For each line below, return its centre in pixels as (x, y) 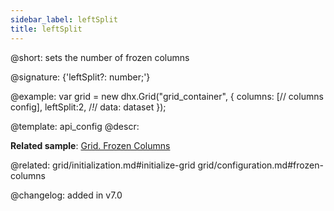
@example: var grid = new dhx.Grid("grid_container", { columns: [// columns (167, 96)
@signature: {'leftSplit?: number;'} (80, 77)
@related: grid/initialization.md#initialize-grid (103, 165)
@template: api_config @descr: (75, 126)
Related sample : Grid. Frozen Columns (90, 145)
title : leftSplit (46, 29)
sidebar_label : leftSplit (64, 19)
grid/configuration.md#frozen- (260, 165)
